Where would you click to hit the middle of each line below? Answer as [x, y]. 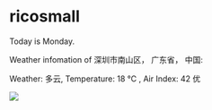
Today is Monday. [42, 41]
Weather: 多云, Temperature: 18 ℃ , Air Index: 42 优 [105, 79]
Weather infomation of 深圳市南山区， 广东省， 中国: [106, 59]
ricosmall [45, 17]
